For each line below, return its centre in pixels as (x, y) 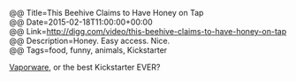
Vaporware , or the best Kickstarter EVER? (85, 67)
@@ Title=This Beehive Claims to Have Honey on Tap (106, 13)
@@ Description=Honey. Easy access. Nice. (90, 40)
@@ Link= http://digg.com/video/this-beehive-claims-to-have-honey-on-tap (148, 31)
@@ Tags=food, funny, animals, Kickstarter (88, 50)
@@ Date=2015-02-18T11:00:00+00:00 (81, 22)
